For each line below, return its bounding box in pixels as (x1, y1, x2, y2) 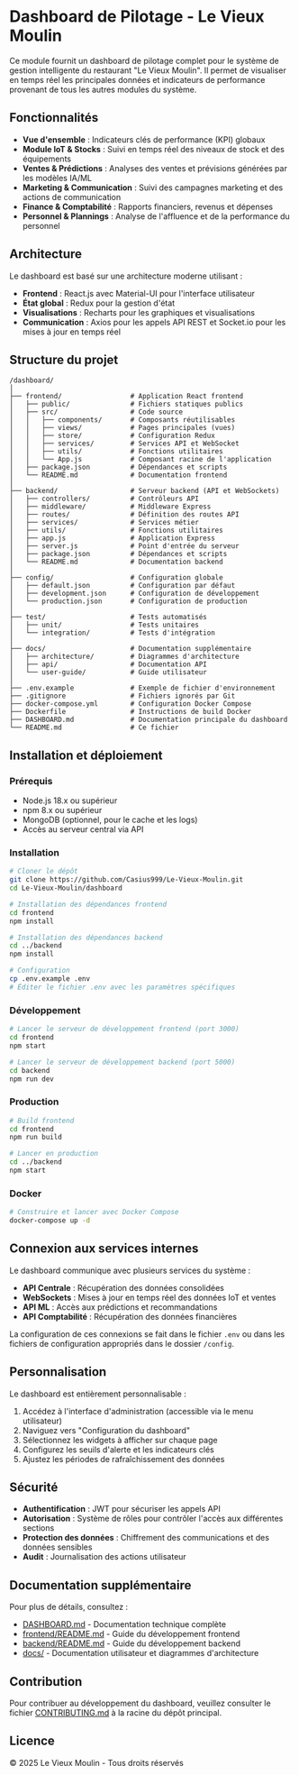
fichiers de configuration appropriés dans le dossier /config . (9, 1338, 234, 1349)
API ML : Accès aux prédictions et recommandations (22, 1301, 218, 1313)
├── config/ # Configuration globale (9, 573, 223, 582)
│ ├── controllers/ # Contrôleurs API (9, 494, 200, 504)
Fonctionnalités (9, 110, 99, 125)
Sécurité (9, 1480, 59, 1496)
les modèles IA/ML (22, 172, 93, 183)
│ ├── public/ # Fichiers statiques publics (9, 399, 244, 409)
